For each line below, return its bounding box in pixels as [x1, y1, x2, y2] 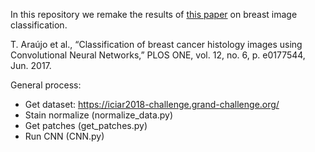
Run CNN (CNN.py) [24, 130, 105, 142]
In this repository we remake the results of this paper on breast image [10, 9, 298, 20]
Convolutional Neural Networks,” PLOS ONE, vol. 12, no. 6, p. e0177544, [10, 49, 306, 61]
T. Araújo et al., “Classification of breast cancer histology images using [10, 39, 303, 50]
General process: [10, 79, 82, 91]
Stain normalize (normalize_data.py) [24, 109, 174, 121]
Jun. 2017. [10, 60, 52, 71]
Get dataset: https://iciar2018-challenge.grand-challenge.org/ [24, 99, 280, 110]
